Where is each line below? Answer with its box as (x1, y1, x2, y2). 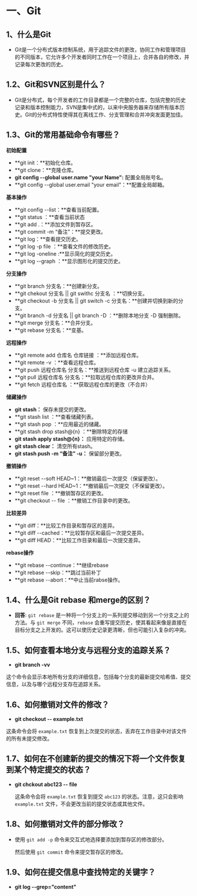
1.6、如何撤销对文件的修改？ (6, 699, 110, 710)
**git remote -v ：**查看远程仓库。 (14, 358, 99, 366)
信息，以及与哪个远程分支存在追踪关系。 (6, 681, 104, 688)
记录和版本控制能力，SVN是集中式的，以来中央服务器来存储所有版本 (14, 103, 180, 110)
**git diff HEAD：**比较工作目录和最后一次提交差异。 (14, 536, 144, 543)
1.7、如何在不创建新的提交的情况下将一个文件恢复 (6, 754, 186, 764)
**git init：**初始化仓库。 (14, 159, 76, 166)
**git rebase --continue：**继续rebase (14, 561, 109, 569)
